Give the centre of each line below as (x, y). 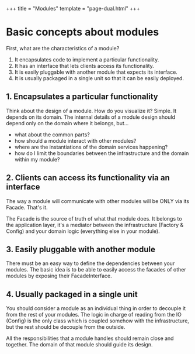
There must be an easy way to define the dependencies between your (90, 263)
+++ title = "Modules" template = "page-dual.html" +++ (73, 8)
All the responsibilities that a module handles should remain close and (90, 338)
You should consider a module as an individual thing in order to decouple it (96, 308)
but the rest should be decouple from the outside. (66, 327)
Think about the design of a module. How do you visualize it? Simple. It (91, 111)
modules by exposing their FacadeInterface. (59, 276)
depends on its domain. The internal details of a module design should (91, 117)
